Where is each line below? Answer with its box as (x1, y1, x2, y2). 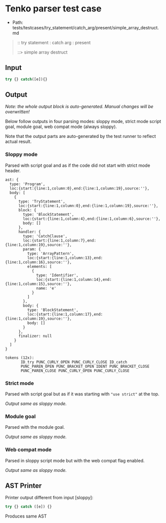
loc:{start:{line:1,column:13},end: (27, 255, 103, 261)
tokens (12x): (5, 355, 35, 360)
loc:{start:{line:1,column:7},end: (23, 238, 97, 243)
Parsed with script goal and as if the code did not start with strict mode (5, 162, 150, 168)
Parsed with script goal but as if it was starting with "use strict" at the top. (5, 391, 160, 397)
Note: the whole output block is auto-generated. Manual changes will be (5, 104, 154, 110)
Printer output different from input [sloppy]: (5, 495, 93, 501)
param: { (23, 247, 41, 252)
